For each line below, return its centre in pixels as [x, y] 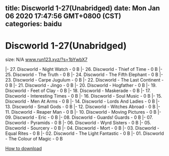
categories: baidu [34, 24]
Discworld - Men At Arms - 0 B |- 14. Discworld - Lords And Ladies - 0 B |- [82, 101]
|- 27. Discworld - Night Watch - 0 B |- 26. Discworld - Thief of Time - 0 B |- [84, 69]
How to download [23, 148]
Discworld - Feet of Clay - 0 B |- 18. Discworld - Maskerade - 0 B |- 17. [78, 91]
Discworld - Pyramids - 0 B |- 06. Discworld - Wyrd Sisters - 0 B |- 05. [78, 123]
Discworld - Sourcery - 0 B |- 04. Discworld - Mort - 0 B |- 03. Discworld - [82, 128]
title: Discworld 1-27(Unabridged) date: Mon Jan [83, 8]
